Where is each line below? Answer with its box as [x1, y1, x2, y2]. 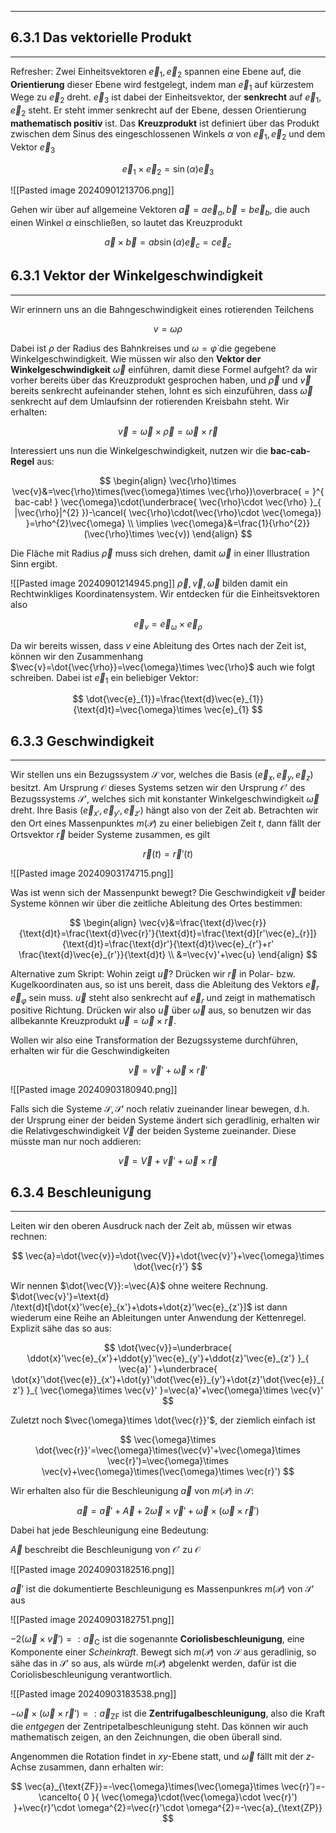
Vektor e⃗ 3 [10, 141, 56, 155]
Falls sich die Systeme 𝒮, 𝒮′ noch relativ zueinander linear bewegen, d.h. [10, 1103, 310, 1115]
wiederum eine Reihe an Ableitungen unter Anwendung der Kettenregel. [10, 1312, 307, 1324]
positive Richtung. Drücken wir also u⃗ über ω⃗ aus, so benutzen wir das [10, 1004, 312, 1016]
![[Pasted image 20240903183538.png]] [10, 1688, 177, 1700]
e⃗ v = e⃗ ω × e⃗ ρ [133, 617, 203, 632]
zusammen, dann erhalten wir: [38, 1761, 164, 1773]
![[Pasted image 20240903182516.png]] [10, 1564, 175, 1576]
